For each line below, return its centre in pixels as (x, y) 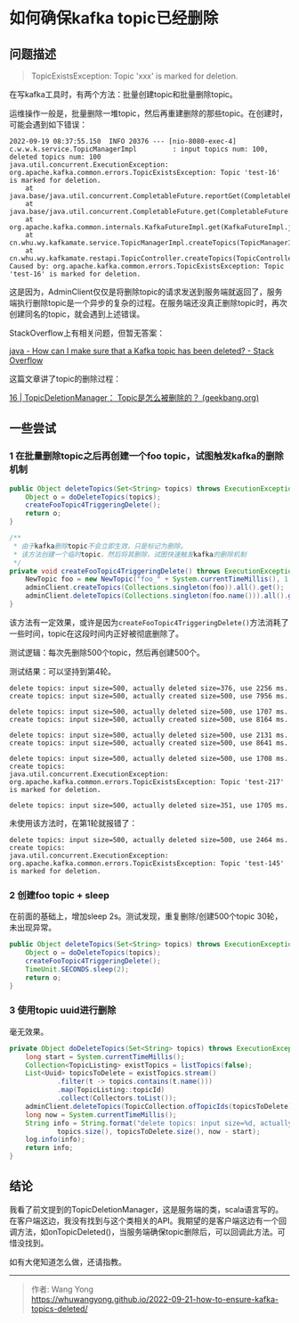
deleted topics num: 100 (55, 157)
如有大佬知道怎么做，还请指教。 (68, 1261)
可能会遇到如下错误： (48, 124)
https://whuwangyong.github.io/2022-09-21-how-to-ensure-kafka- (155, 1299)
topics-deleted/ (59, 1309)
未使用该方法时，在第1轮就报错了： (73, 823)
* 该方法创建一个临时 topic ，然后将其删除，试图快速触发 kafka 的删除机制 (130, 554)
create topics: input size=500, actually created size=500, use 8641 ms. (149, 743)
